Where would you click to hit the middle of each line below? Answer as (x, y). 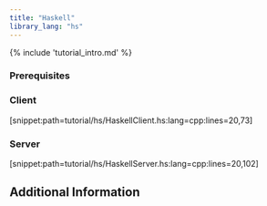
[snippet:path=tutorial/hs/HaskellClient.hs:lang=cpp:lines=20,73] (131, 120)
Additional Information (75, 192)
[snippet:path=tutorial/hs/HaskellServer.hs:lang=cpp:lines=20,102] (134, 164)
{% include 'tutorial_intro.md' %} (71, 52)
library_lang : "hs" (46, 26)
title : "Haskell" (42, 18)
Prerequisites (40, 76)
